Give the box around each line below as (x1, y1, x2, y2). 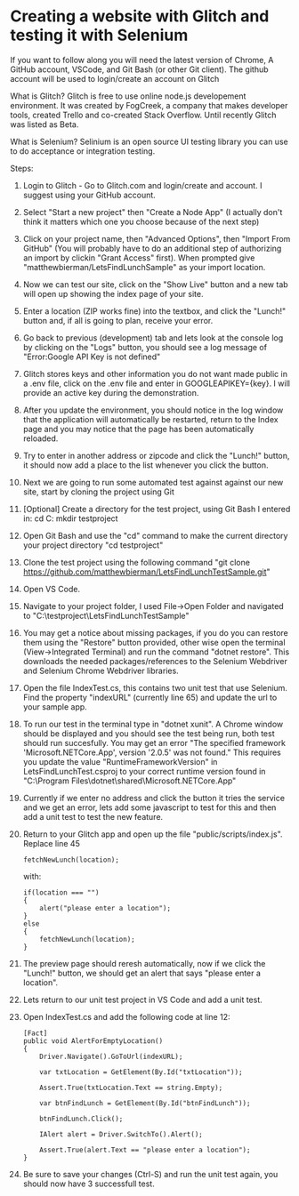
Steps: (10, 163, 34, 173)
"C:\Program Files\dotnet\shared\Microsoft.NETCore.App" (22, 775, 237, 786)
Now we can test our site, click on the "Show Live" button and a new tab (22, 278, 288, 290)
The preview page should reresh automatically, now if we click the (22, 958, 266, 968)
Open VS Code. (22, 583, 81, 594)
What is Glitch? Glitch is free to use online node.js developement (10, 91, 246, 101)
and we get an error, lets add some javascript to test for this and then (22, 802, 277, 813)
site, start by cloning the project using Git (22, 486, 174, 497)
